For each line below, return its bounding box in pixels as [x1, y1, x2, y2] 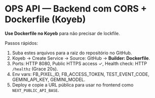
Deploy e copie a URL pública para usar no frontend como [12, 81, 134, 88]
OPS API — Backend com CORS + [5, 3, 147, 15]
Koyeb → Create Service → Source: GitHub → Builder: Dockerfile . [12, 55, 150, 61]
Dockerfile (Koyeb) [5, 14, 86, 25]
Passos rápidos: [5, 40, 38, 46]
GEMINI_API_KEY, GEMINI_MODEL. [12, 76, 86, 82]
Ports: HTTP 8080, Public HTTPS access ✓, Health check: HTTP [12, 60, 147, 66]
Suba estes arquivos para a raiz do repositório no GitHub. [12, 50, 132, 56]
